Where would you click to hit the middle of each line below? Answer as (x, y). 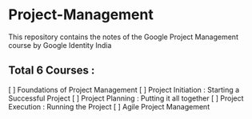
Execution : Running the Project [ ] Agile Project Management (109, 106)
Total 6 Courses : (52, 71)
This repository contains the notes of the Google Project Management (123, 37)
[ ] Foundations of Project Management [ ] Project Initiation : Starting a (124, 89)
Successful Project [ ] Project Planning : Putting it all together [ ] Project (126, 98)
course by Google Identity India (60, 45)
